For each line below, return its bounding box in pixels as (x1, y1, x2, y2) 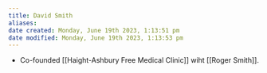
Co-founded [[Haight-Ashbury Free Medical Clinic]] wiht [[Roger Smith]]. (19, 56, 259, 65)
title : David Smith (8, 11, 73, 20)
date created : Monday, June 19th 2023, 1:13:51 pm (8, 26, 180, 34)
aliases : (8, 19, 37, 27)
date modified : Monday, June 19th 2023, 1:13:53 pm (8, 33, 183, 42)
